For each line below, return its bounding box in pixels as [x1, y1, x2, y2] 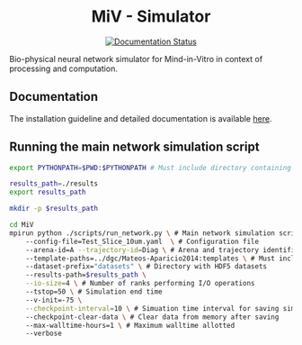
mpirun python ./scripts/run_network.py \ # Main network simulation [9, 228, 276, 238]
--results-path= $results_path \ [25, 270, 147, 280]
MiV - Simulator [91, 6, 211, 27]
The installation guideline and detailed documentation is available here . [9, 113, 272, 123]
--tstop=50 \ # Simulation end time [25, 287, 164, 296]
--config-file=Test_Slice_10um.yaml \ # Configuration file [25, 237, 259, 246]
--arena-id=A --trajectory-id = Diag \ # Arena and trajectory [25, 245, 259, 254]
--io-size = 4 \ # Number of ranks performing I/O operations [25, 279, 255, 288]
